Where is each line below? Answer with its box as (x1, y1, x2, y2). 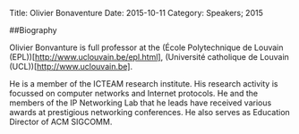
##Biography (9, 25, 57, 35)
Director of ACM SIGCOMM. (9, 116, 113, 127)
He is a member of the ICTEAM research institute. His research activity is (9, 79, 278, 88)
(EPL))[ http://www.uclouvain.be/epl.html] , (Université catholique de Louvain (9, 52, 289, 62)
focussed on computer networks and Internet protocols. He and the (9, 88, 259, 98)
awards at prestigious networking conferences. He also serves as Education (9, 107, 291, 117)
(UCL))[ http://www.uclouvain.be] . (9, 62, 132, 71)
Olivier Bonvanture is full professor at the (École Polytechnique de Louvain (9, 42, 284, 53)
